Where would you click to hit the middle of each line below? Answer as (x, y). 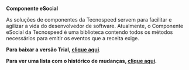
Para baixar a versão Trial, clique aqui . (53, 50)
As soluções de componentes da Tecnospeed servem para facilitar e (89, 20)
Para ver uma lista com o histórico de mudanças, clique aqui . (81, 61)
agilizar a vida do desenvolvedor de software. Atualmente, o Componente (95, 26)
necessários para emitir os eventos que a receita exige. (73, 38)
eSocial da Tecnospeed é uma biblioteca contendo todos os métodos (90, 32)
